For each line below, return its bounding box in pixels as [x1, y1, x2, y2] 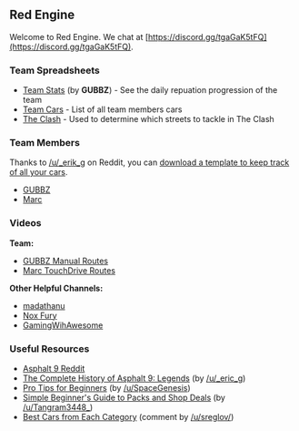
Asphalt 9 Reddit [22, 364, 85, 374]
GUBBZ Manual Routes [22, 255, 109, 266]
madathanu [22, 300, 65, 311]
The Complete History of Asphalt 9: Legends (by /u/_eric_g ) [22, 373, 246, 384]
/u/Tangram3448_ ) [22, 402, 94, 413]
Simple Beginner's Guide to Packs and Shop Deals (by [22, 392, 225, 403]
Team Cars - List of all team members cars [22, 104, 183, 115]
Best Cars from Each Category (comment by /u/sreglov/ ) [22, 412, 234, 422]
